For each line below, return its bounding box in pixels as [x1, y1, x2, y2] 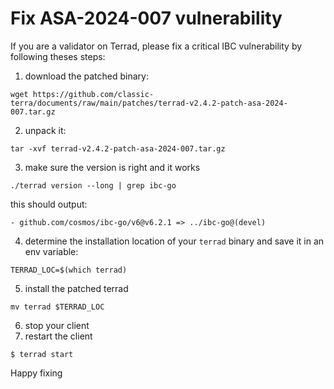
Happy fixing [10, 367, 63, 379]
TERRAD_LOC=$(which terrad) [10, 265, 128, 275]
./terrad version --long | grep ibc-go [10, 180, 177, 191]
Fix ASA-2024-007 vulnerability [10, 7, 283, 30]
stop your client [24, 319, 90, 331]
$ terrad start [10, 349, 74, 359]
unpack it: [24, 124, 67, 136]
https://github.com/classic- [32, 89, 155, 99]
